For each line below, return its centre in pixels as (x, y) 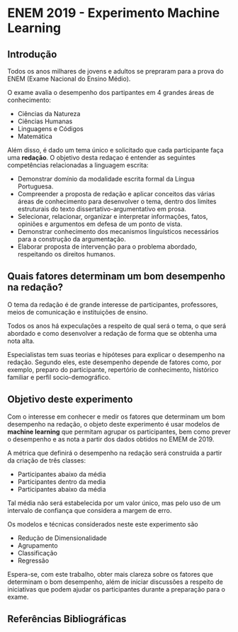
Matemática (35, 136)
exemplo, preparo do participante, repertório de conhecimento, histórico (113, 369)
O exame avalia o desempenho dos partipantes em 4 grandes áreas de (111, 92)
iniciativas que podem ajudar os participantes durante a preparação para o (116, 589)
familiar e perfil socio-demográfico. (59, 377)
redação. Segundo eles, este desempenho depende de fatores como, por (114, 362)
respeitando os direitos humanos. (66, 254)
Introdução (32, 54)
